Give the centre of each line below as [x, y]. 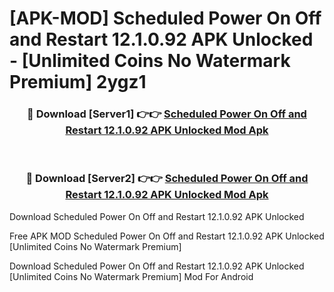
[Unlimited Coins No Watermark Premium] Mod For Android [131, 276]
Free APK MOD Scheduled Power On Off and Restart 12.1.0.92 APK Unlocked [167, 236]
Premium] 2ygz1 [78, 82]
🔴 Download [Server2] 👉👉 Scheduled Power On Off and [167, 179]
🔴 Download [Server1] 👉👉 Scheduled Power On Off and [167, 114]
